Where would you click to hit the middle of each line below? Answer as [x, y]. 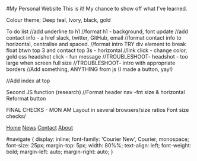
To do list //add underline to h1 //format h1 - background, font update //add [97, 31]
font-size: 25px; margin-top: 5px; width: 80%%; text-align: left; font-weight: [99, 145]
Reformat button [26, 98]
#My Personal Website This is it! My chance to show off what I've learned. [97, 9]
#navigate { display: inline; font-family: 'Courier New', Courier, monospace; [98, 139]
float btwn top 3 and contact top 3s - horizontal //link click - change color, [97, 50]
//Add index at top [28, 80]
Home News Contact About [39, 128]
